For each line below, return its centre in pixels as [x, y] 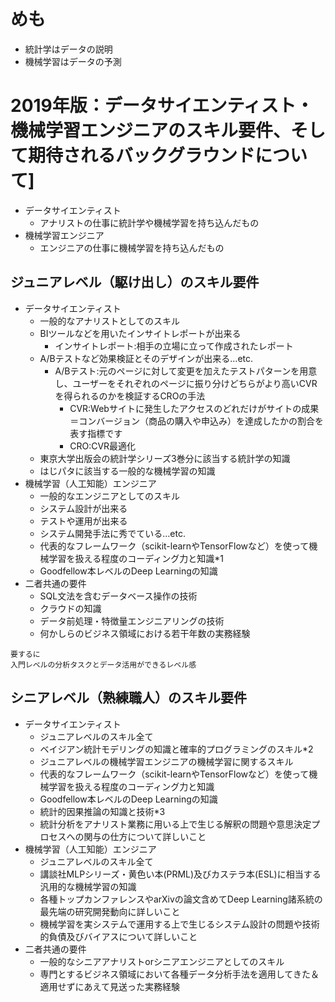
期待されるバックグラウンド [141, 156]
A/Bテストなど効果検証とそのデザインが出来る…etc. [146, 358]
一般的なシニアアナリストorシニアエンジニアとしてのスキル [162, 961]
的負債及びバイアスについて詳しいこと [118, 936]
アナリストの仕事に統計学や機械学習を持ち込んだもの [149, 222]
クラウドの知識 [70, 608]
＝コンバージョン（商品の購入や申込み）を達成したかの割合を [196, 421]
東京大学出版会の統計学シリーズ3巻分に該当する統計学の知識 [165, 458]
